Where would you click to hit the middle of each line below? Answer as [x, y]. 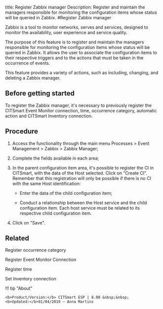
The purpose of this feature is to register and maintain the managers [75, 42]
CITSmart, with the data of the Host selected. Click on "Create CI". [80, 173]
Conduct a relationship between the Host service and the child [83, 203]
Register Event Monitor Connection [41, 260]
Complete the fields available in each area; [56, 158]
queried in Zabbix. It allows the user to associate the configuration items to [81, 52]
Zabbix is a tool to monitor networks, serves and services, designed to [77, 27]
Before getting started [40, 93]
